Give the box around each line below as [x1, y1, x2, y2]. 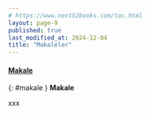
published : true [8, 26, 62, 34]
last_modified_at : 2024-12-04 [8, 33, 108, 42]
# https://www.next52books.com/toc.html [8, 11, 144, 20]
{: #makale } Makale [8, 83, 75, 93]
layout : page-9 [8, 19, 58, 27]
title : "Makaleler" [8, 41, 73, 49]
